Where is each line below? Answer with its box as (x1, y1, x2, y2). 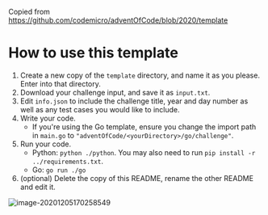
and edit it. (19, 182, 57, 192)
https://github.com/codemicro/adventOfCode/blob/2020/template (8, 15, 228, 25)
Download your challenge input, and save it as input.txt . (19, 87, 211, 97)
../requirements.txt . (31, 156, 103, 166)
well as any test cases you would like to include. (19, 104, 180, 114)
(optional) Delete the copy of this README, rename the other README (19, 173, 254, 183)
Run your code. (19, 139, 71, 149)
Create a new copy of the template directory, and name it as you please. (19, 70, 261, 80)
